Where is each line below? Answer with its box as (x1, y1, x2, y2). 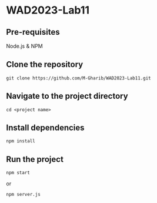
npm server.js (6, 192, 41, 198)
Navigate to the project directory (6, 91, 128, 101)
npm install (6, 138, 35, 144)
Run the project (6, 154, 64, 164)
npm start (6, 170, 31, 176)
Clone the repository (6, 59, 83, 69)
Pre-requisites (6, 27, 60, 37)
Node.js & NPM (6, 42, 43, 49)
